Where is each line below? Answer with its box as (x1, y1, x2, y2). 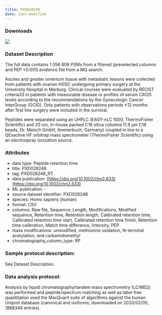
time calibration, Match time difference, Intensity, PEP (12, 222, 119, 228)
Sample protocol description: (5, 250, 75, 257)
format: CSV (12, 202, 37, 208)
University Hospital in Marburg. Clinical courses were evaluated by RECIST (5, 87, 154, 92)
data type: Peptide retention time (12, 160, 78, 166)
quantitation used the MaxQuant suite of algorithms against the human (5, 295, 146, 300)
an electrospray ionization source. (5, 137, 73, 143)
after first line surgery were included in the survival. (5, 107, 108, 113)
